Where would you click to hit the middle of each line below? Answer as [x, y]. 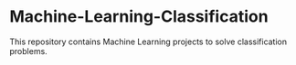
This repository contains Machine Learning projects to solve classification [148, 42]
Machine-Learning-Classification [139, 17]
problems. [28, 51]
